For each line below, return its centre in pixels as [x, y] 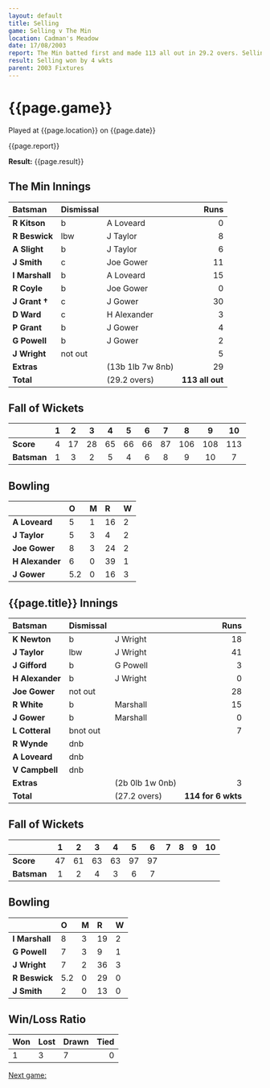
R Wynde [30, 743]
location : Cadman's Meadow [53, 38]
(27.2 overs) [138, 795]
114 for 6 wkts [213, 795]
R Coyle [27, 288]
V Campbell [35, 770]
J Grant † [30, 301]
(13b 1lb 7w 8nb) [140, 367]
